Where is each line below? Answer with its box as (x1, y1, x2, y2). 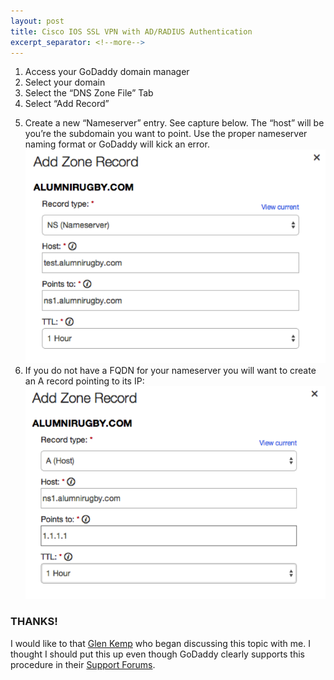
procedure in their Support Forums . (10, 658, 156, 670)
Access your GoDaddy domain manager (24, 66, 190, 78)
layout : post (10, 16, 65, 26)
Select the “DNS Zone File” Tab (24, 87, 154, 99)
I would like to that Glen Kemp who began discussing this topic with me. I (10, 637, 311, 649)
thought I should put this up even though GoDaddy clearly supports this (10, 648, 306, 660)
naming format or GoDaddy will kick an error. (24, 138, 210, 150)
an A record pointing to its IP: (24, 375, 145, 387)
